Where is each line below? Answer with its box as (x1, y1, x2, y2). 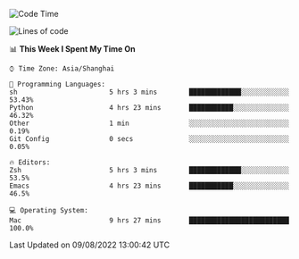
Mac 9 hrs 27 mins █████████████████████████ (9, 216, 290, 225)
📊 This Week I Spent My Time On (9, 44, 136, 54)
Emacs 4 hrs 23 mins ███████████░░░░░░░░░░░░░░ (9, 181, 290, 190)
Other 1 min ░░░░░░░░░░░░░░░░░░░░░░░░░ (9, 119, 290, 128)
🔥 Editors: (9, 158, 51, 167)
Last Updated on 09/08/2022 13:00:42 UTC (9, 239, 170, 250)
